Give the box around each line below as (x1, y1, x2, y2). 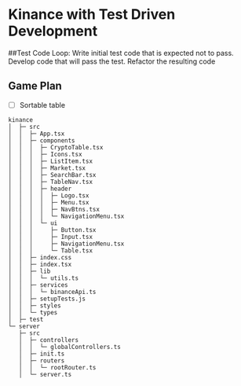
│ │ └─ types (8, 308, 58, 316)
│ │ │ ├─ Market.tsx (8, 164, 86, 172)
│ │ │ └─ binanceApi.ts (8, 288, 97, 296)
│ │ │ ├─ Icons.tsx (8, 150, 82, 158)
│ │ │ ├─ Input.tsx (8, 233, 93, 241)
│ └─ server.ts (18, 370, 72, 378)
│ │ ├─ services (8, 281, 68, 289)
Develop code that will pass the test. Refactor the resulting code (8, 57, 216, 66)
